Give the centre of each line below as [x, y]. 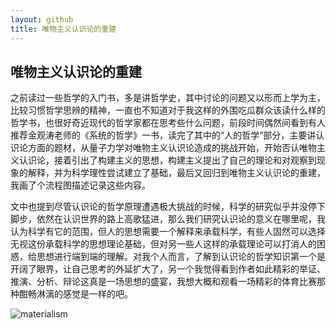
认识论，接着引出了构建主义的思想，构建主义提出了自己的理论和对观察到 [167, 160]
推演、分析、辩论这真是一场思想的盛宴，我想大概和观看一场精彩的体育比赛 [163, 282]
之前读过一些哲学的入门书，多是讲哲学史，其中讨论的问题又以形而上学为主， [168, 98]
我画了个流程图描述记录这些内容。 [80, 185]
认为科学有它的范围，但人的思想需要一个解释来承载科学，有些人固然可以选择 [168, 232]
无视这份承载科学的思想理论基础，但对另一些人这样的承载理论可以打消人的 [163, 244]
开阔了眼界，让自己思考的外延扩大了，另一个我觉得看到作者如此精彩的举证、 [168, 269]
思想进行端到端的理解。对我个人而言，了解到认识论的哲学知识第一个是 [181, 257]
